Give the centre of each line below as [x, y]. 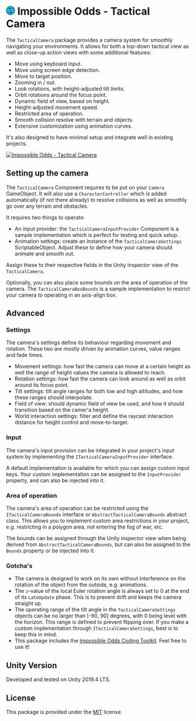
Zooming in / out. [35, 82]
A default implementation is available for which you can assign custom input [98, 468]
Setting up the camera [47, 174]
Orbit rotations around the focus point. [61, 95]
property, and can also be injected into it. [56, 480]
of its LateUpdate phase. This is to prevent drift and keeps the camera [98, 597]
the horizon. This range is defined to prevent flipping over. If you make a [102, 622]
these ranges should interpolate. [54, 397]
